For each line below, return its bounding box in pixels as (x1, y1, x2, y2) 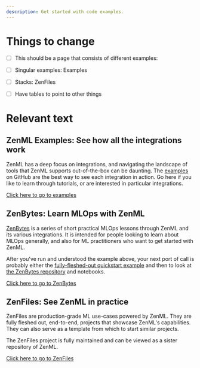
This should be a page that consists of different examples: (14, 54, 158, 62)
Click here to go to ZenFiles (6, 355, 74, 362)
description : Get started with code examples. (6, 8, 124, 15)
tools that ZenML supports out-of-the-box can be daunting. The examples (6, 167, 189, 174)
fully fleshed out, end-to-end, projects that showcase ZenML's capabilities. (6, 319, 191, 326)
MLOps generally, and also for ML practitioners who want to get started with (6, 237, 194, 244)
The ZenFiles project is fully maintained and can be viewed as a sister (6, 337, 178, 344)
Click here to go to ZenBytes (6, 279, 76, 287)
